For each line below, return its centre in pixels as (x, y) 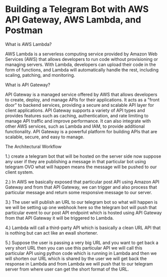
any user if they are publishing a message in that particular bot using (76, 161)
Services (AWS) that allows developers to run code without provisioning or (82, 59)
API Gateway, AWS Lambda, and (73, 20)
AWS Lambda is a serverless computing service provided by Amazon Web (82, 54)
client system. (19, 172)
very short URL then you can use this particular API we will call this (74, 248)
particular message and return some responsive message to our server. (79, 192)
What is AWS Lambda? (28, 44)
